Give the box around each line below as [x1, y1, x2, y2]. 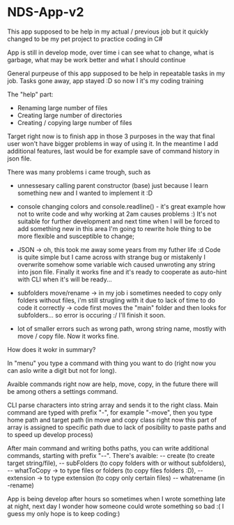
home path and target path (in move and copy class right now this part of [7, 415, 217, 424]
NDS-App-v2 [7, 4, 84, 20]
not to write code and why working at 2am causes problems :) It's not [17, 209, 217, 218]
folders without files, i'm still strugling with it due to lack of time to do [17, 296, 216, 304]
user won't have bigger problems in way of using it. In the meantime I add [7, 139, 218, 147]
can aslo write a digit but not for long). [7, 366, 117, 374]
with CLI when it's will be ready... [17, 275, 113, 283]
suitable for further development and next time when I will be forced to [17, 217, 221, 225]
